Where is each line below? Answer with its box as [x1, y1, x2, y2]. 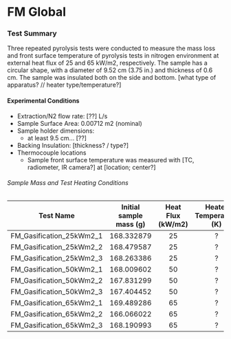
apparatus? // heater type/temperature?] [7, 80, 122, 89]
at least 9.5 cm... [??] [27, 133, 87, 142]
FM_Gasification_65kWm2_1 [10, 298, 103, 307]
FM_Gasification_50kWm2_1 [10, 264, 103, 274]
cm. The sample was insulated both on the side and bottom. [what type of [7, 74, 217, 82]
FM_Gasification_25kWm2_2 [10, 242, 103, 252]
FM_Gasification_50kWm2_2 [10, 276, 103, 285]
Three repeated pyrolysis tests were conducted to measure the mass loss [7, 44, 215, 52]
